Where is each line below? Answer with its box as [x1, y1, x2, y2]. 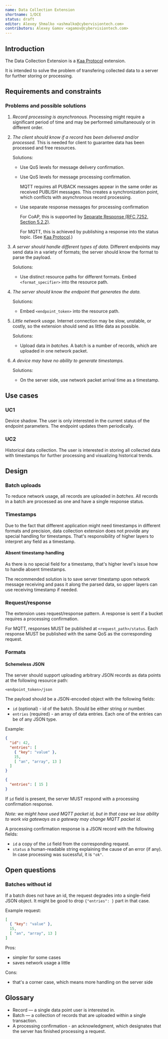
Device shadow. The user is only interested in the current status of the [5, 418, 150, 424]
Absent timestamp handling [5, 550, 64, 556]
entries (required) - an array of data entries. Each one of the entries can [12, 711, 162, 717]
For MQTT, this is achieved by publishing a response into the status [19, 228, 159, 234]
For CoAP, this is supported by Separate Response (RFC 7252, [19, 213, 148, 219]
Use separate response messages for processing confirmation [19, 204, 149, 210]
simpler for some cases [12, 954, 61, 960]
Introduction [5, 45, 45, 53]
